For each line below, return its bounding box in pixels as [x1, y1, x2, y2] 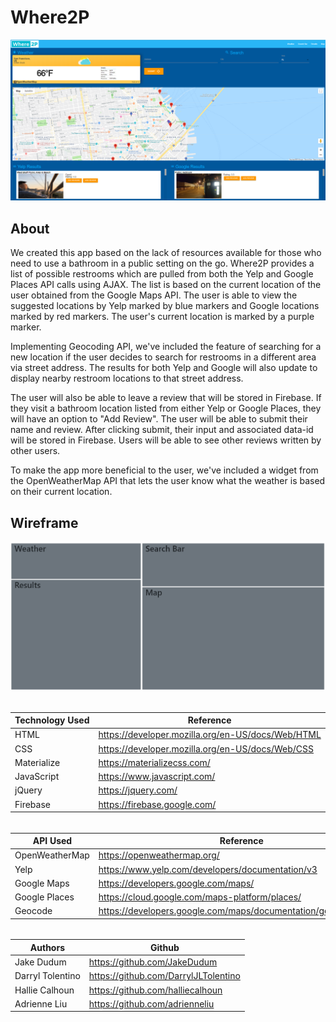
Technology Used [14, 714, 90, 726]
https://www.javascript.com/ [98, 771, 216, 782]
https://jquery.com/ [98, 784, 178, 796]
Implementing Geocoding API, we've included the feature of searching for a [10, 341, 322, 353]
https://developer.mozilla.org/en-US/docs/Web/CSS [98, 742, 314, 755]
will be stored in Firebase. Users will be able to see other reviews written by [10, 434, 322, 446]
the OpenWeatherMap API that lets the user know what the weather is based [10, 475, 326, 487]
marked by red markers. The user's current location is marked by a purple [10, 311, 315, 323]
